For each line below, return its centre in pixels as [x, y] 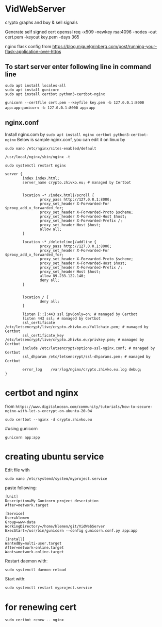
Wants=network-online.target [34, 552]
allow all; [51, 229]
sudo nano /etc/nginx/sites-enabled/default [51, 148]
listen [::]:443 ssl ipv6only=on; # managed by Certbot [80, 314]
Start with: [15, 579]
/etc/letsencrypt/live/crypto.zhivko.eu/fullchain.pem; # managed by [77, 327]
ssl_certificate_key [43, 335]
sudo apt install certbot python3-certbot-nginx [55, 94]
